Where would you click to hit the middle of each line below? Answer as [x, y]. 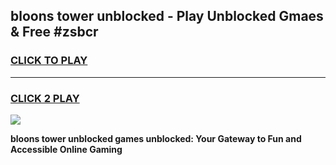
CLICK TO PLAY [49, 61]
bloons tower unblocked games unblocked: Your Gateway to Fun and [156, 138]
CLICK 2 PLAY [45, 98]
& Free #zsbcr [54, 32]
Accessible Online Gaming [66, 149]
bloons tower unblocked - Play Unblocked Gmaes [167, 16]
